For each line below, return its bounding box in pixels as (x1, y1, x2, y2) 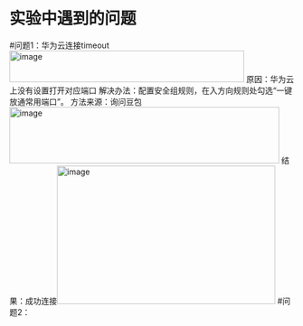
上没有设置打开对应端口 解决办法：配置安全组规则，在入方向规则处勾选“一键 (9, 85, 293, 96)
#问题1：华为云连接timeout (9, 40, 110, 51)
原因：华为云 (245, 73, 294, 84)
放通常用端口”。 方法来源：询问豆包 (9, 96, 143, 107)
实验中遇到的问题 (9, 8, 137, 29)
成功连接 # (24, 295, 283, 306)
